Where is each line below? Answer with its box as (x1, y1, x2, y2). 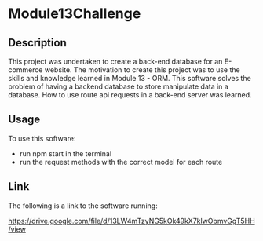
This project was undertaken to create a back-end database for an (8, 57, 223, 66)
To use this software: (8, 133, 76, 143)
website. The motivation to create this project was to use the (44, 65, 241, 75)
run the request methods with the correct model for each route (19, 157, 223, 166)
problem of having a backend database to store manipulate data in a (8, 82, 229, 91)
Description (8, 36, 67, 49)
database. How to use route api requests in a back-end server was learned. (8, 90, 253, 99)
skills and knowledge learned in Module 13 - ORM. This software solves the (8, 74, 251, 82)
